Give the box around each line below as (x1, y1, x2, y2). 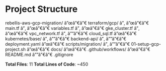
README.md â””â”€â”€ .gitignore (5, 51, 74, 58)
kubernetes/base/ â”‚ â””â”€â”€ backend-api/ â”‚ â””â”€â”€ (5, 36, 127, 42)
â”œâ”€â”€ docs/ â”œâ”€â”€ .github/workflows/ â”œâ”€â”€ (26, 46, 151, 52)
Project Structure (5, 3, 78, 15)
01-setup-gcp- (131, 41, 162, 47)
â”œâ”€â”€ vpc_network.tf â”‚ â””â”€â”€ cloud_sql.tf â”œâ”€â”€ (5, 30, 137, 36)
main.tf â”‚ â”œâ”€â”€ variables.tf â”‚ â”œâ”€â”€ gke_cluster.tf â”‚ (5, 25, 140, 31)
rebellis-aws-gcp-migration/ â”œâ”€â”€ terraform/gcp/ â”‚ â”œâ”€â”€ (5, 20, 149, 26)
